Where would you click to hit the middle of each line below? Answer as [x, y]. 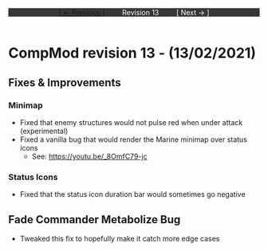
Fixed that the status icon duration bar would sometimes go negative [132, 194]
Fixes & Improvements [65, 82]
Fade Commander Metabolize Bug [95, 220]
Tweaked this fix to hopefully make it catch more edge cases [120, 238]
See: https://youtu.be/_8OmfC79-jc [89, 156]
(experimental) [44, 131]
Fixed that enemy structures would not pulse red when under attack [131, 122]
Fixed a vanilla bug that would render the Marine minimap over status [133, 139]
